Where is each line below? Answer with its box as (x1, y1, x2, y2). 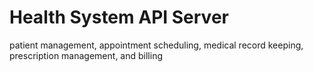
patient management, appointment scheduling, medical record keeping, (9, 39, 304, 51)
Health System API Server (9, 6, 229, 29)
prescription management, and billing (9, 49, 163, 61)
